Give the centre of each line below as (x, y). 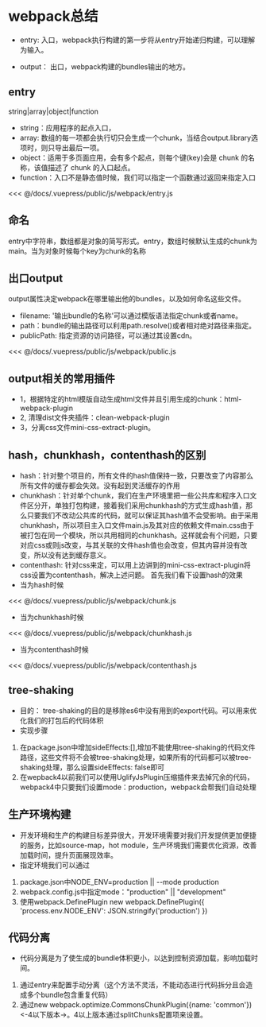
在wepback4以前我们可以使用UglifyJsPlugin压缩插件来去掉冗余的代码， (137, 777)
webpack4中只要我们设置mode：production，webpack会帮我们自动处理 (138, 787)
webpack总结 (53, 16)
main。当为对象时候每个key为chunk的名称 (77, 250)
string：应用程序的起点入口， (67, 127)
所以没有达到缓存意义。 (72, 555)
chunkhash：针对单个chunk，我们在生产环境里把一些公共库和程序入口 (135, 495)
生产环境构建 (40, 814)
